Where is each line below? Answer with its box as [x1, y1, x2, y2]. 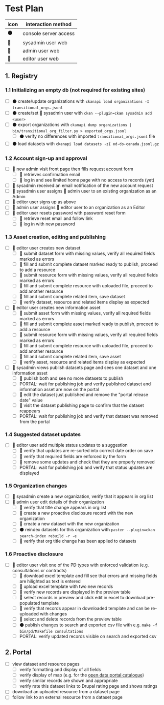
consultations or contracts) [12, 567, 67, 573]
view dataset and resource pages [12, 661, 80, 667]
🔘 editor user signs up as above [12, 199, 76, 205]
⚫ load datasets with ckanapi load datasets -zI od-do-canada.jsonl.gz [12, 141, 159, 147]
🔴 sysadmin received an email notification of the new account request [12, 183, 153, 188]
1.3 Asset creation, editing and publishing [5, 234, 106, 241]
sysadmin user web [23, 39, 68, 46]
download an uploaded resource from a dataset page [12, 689, 120, 695]
